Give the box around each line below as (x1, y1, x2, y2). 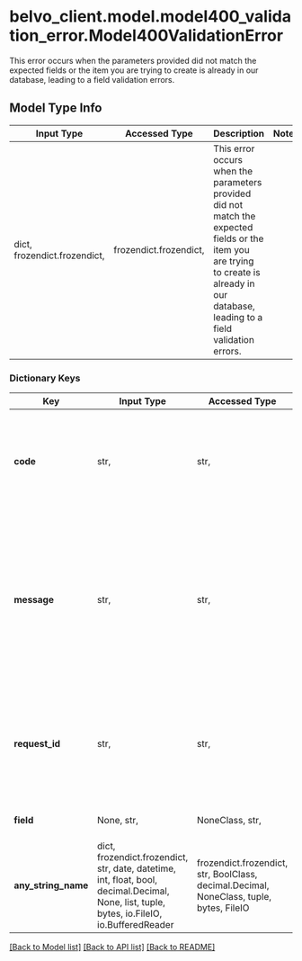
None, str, (97, 814, 139, 827)
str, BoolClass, (196, 868, 258, 881)
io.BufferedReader (97, 919, 174, 931)
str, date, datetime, (97, 862, 177, 875)
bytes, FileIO (196, 902, 250, 914)
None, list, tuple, (97, 896, 166, 909)
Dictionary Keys (9, 372, 81, 384)
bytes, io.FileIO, (97, 907, 163, 920)
